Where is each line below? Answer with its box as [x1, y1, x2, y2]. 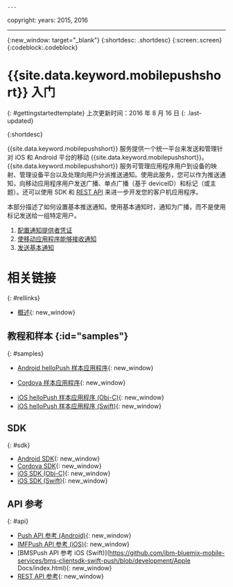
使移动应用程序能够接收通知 [17, 234, 97, 243]
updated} [7, 116, 34, 125]
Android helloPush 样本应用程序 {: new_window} [17, 363, 154, 372]
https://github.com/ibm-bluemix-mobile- [109, 549, 225, 557]
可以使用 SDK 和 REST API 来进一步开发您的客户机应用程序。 [28, 188, 202, 196]
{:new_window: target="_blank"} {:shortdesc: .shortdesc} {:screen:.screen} [7, 36, 223, 44]
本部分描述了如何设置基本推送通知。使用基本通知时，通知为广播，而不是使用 [7, 202, 226, 210]
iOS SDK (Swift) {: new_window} [17, 477, 108, 485]
